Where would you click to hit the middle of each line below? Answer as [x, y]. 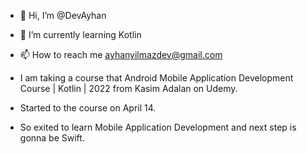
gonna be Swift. [52, 138]
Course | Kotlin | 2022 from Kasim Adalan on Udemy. [128, 88]
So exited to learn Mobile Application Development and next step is [158, 127]
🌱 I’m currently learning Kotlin [80, 34]
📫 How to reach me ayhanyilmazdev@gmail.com [121, 54]
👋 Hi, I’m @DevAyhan [63, 15]
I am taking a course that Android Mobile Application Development [156, 78]
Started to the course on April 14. [88, 108]
